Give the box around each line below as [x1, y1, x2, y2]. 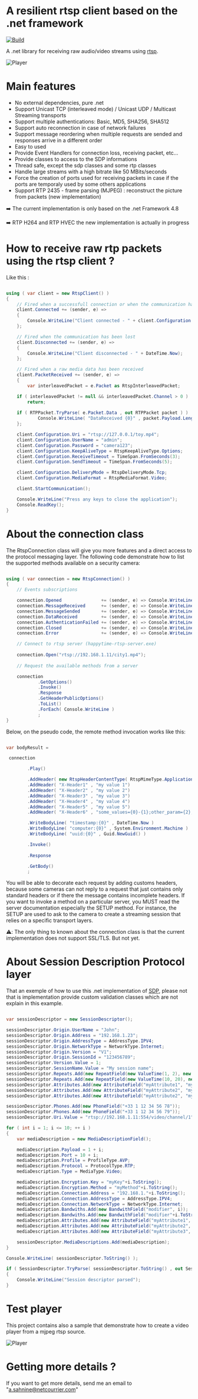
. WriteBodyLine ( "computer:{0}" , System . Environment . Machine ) [27, 825, 189, 832]
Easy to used [14, 143, 47, 150]
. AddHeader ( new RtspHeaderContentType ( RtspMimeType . [27, 776, 165, 782]
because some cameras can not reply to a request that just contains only [6, 886, 183, 893]
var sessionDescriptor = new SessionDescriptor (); [6, 1016, 133, 1022]
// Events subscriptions [16, 587, 78, 593]
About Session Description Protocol [6, 955, 185, 969]
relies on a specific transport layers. [6, 917, 93, 924]
